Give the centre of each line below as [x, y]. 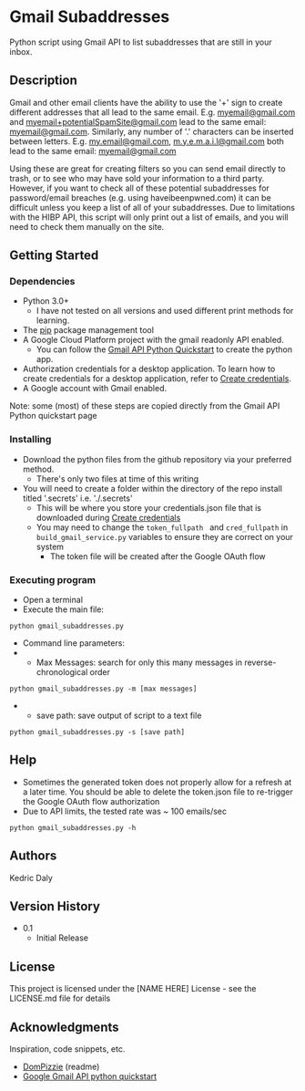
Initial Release [62, 938]
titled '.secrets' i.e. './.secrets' [78, 498]
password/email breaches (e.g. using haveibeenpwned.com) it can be [140, 197]
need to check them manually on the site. [87, 226]
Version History [55, 906]
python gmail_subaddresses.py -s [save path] [97, 733]
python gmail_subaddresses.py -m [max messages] [103, 689]
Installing [30, 440]
